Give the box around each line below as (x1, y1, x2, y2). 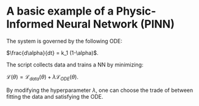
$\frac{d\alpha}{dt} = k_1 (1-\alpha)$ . (6, 49, 99, 56)
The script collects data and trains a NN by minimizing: (6, 61, 144, 68)
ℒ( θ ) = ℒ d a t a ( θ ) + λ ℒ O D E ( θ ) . (6, 73, 79, 82)
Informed (6, 17, 54, 31)
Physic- (116, 4, 156, 18)
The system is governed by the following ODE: (6, 37, 123, 44)
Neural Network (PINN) (56, 17, 175, 31)
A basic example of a (6, 4, 114, 18)
